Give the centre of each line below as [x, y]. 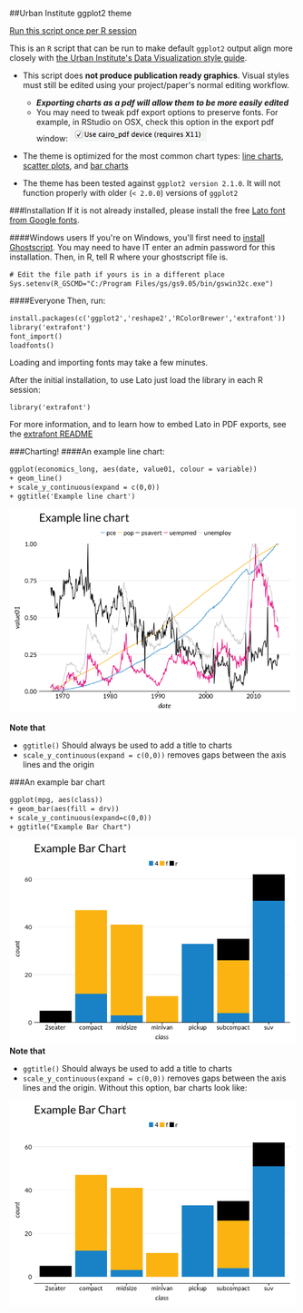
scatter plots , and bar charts [75, 166]
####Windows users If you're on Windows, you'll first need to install [137, 238]
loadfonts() [32, 346]
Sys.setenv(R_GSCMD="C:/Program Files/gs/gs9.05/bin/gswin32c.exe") [142, 284]
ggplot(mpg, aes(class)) [56, 800]
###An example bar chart [58, 782]
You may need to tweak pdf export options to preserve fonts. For [157, 112]
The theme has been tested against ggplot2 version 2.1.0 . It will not [151, 183]
